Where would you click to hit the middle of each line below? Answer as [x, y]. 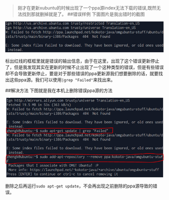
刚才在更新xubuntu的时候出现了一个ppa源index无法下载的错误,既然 [87, 8]
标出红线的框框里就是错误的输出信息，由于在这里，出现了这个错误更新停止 [82, 61]
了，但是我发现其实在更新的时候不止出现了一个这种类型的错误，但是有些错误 [84, 67]
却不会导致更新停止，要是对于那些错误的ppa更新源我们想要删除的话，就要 [82, 73]
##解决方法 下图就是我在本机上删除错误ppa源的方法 [59, 90]
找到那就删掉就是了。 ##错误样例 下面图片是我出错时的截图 [83, 14]
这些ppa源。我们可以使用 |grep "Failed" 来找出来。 [62, 79]
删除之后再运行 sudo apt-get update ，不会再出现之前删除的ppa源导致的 [79, 186]
